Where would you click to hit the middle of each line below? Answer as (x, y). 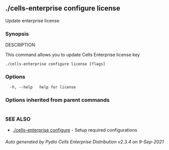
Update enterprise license (32, 20)
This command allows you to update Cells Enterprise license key (73, 55)
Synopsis (17, 34)
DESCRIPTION (20, 45)
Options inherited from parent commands (58, 100)
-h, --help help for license (43, 87)
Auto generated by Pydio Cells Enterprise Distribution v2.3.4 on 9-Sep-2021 (84, 141)
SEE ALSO (18, 119)
